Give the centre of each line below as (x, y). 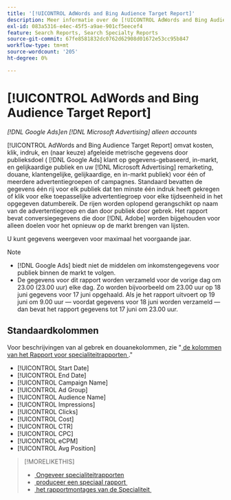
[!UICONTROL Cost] (45, 419)
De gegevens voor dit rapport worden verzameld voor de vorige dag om (119, 280)
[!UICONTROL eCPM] (47, 441)
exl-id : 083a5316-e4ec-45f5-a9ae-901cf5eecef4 (75, 26)
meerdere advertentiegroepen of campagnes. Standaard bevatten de (105, 181)
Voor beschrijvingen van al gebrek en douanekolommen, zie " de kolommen (114, 347)
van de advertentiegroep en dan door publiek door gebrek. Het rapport (108, 211)
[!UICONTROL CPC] (45, 433)
